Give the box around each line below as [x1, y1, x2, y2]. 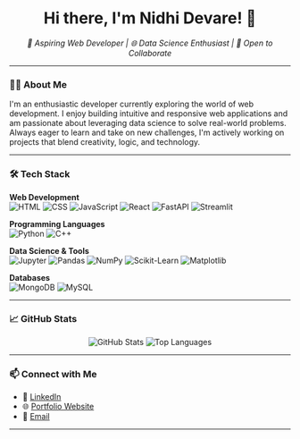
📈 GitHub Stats [9, 313, 78, 325]
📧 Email [21, 411, 51, 422]
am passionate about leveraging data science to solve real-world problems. [9, 118, 287, 129]
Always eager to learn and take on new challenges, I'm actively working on [9, 127, 285, 138]
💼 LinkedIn [21, 392, 62, 402]
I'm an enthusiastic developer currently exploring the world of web [9, 98, 254, 110]
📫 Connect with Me [9, 367, 97, 380]
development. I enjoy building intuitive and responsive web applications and [9, 108, 288, 119]
